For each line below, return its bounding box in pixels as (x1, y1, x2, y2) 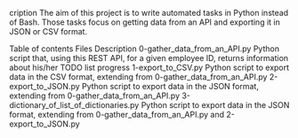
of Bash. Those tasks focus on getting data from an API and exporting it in (9, 17, 280, 27)
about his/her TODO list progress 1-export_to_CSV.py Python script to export (9, 62, 290, 73)
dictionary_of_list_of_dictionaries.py (9, 100, 140, 110)
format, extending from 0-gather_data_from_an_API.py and (9, 110, 225, 119)
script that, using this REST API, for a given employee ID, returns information (9, 53, 289, 63)
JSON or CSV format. (9, 27, 87, 36)
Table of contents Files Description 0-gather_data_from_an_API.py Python (9, 43, 280, 54)
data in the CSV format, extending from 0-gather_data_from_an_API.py (9, 72, 268, 82)
